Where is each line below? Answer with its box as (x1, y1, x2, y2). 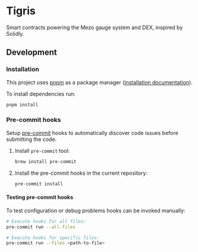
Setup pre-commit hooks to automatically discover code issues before (6, 129, 178, 136)
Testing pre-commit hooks (6, 194, 73, 201)
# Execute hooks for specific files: (6, 235, 100, 241)
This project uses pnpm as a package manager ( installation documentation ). (6, 78, 193, 86)
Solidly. (6, 30, 24, 37)
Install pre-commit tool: (14, 147, 70, 154)
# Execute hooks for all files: (6, 218, 86, 224)
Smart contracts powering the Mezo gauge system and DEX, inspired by (6, 24, 183, 31)
